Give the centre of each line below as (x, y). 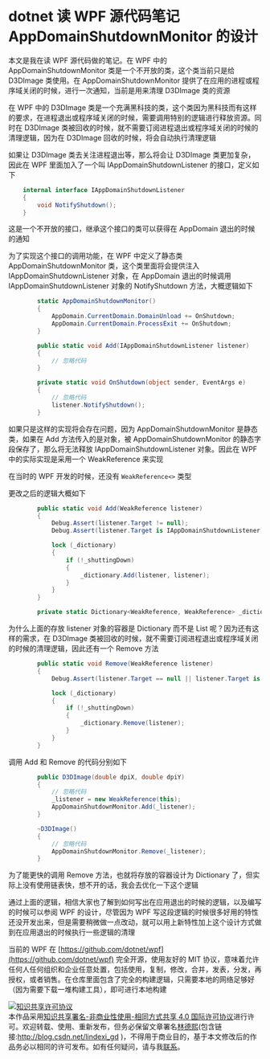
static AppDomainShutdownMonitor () (97, 301)
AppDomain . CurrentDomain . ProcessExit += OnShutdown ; (141, 324)
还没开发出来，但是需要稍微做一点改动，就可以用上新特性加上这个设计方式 (131, 922)
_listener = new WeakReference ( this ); (116, 799)
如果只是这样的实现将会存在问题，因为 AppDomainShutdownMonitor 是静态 (133, 429)
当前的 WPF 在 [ (35, 950)
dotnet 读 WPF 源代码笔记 (94, 16)
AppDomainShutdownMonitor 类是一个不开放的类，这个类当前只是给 (122, 70)
